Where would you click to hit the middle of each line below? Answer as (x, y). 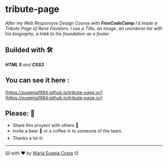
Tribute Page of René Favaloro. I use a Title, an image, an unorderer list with (84, 28)
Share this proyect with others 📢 (45, 125)
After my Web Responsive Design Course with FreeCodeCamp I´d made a (81, 23)
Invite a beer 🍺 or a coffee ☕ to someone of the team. (67, 131)
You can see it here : (37, 80)
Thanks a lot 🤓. (28, 138)
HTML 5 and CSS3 (24, 64)
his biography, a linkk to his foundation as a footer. (57, 33)
